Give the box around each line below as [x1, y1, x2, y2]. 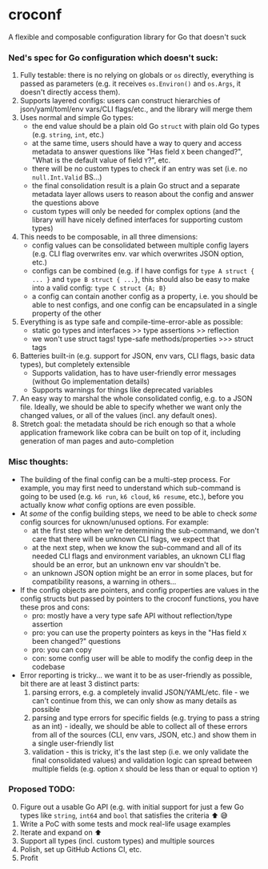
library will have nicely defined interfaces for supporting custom [31, 215, 243, 225]
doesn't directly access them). [19, 87, 121, 97]
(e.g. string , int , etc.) [31, 130, 105, 139]
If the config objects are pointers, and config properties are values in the [19, 585, 260, 594]
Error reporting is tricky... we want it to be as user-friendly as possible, [19, 670, 253, 680]
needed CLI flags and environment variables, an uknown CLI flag [31, 551, 246, 561]
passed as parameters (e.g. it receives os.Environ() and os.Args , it [19, 78, 242, 89]
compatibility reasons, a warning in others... [31, 577, 177, 586]
